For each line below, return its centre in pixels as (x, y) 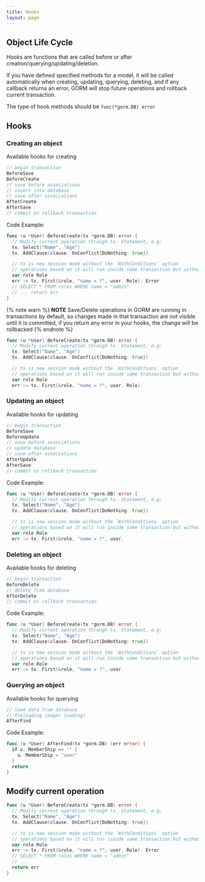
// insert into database (38, 190)
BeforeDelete (23, 584)
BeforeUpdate (23, 437)
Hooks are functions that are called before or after (69, 57)
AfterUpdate (21, 460)
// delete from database (38, 590)
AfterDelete (21, 596)
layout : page (23, 18)
